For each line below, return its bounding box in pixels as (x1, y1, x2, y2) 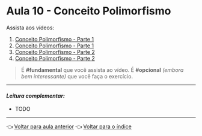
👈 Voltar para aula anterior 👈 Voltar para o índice (6, 123, 132, 130)
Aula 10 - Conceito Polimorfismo (6, 4, 171, 18)
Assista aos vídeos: (6, 24, 55, 31)
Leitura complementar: (6, 92, 65, 99)
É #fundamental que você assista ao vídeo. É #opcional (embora (20, 66, 184, 73)
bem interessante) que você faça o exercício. (20, 72, 133, 80)
